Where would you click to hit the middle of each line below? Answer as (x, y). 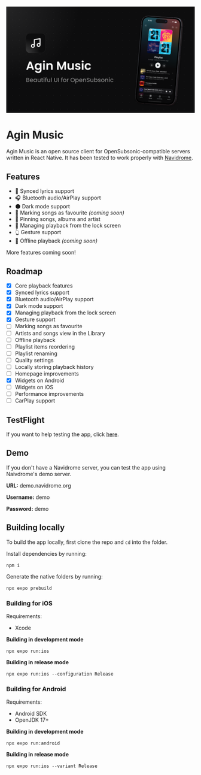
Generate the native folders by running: (54, 576)
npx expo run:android (33, 743)
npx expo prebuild (29, 588)
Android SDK (31, 714)
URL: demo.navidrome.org (39, 485)
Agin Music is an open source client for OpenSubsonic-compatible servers (98, 152)
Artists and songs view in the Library (60, 333)
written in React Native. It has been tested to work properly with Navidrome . (100, 158)
